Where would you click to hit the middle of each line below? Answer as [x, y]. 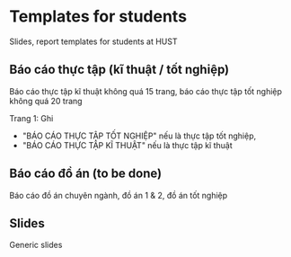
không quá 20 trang [46, 101]
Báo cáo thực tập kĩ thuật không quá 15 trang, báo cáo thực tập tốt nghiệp [146, 91]
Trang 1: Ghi [31, 118]
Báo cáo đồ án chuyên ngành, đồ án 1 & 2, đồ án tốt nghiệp [119, 195]
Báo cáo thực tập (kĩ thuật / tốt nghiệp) [119, 70]
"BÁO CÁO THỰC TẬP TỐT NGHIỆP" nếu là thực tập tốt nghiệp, [139, 136]
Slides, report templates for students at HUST [93, 41]
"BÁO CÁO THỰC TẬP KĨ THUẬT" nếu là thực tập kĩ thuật [128, 145]
